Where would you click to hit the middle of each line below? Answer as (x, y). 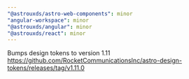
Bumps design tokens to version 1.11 (59, 53)
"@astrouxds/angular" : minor (50, 27)
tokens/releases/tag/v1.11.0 (46, 68)
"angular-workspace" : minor (48, 20)
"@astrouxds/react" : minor (47, 33)
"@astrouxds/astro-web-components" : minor (70, 14)
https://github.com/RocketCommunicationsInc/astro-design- (94, 61)
